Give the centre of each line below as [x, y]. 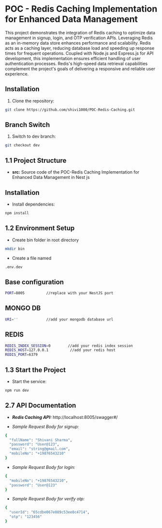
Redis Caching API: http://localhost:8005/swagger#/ [65, 417]
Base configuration [34, 282]
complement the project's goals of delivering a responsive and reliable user [80, 68]
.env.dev [14, 267]
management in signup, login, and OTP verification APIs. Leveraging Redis [79, 38]
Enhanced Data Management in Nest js [51, 177]
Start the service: [29, 381]
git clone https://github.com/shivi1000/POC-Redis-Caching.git [70, 110]
